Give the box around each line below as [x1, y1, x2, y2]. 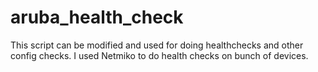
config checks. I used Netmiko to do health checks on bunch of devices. [10, 49, 309, 61]
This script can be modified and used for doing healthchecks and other [10, 39, 304, 51]
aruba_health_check [10, 6, 184, 29]
